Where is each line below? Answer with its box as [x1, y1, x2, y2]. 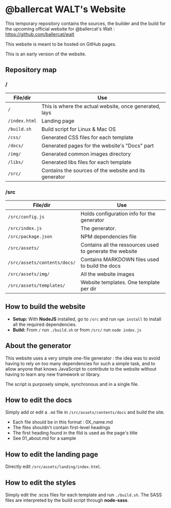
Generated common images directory [41, 150, 131, 157]
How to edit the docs [5, 396, 72, 404]
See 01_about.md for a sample [12, 435, 76, 441]
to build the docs [80, 262, 121, 269]
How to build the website [5, 303, 85, 311]
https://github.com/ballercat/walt [5, 31, 75, 37]
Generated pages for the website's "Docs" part [41, 142, 154, 149]
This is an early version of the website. [5, 51, 87, 57]
